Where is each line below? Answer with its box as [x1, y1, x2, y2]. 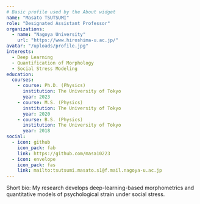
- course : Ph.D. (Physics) [17, 83, 86, 89]
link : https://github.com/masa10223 [17, 150, 111, 157]
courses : [12, 77, 34, 83]
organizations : [6, 26, 45, 32]
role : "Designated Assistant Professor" [6, 20, 111, 26]
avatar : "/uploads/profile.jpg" [6, 43, 88, 49]
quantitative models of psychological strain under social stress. [6, 191, 165, 198]
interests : [6, 49, 34, 55]
